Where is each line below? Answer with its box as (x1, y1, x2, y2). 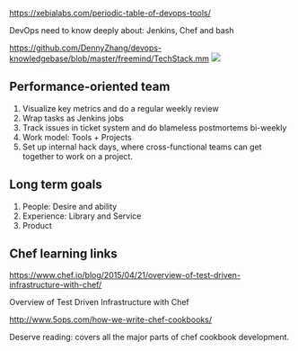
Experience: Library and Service (22, 211, 142, 221)
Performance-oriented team (9, 79, 171, 94)
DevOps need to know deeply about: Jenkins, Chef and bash (9, 25, 235, 35)
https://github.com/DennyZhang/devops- (9, 42, 162, 53)
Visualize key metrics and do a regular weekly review (22, 103, 219, 113)
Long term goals (9, 177, 102, 193)
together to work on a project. (22, 150, 133, 161)
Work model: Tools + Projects (22, 131, 132, 142)
